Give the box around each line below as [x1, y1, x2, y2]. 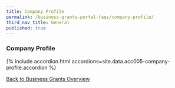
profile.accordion [6, 64, 48, 71]
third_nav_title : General [6, 19, 70, 25]
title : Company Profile [6, 8, 65, 15]
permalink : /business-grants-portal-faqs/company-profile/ [6, 14, 154, 20]
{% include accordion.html [6, 57, 71, 65]
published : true [6, 25, 46, 31]
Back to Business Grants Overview [6, 75, 90, 82]
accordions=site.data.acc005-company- [71, 57, 170, 65]
